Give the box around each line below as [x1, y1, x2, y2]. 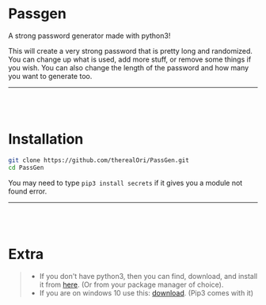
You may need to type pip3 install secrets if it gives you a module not [8, 178, 243, 187]
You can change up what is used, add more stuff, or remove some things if [8, 55, 252, 64]
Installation [8, 130, 84, 149]
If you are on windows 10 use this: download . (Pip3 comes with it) [39, 288, 253, 297]
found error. [8, 186, 47, 196]
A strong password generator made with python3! [8, 31, 171, 40]
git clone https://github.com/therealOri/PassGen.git [8, 156, 190, 164]
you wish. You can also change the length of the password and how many [8, 62, 249, 72]
